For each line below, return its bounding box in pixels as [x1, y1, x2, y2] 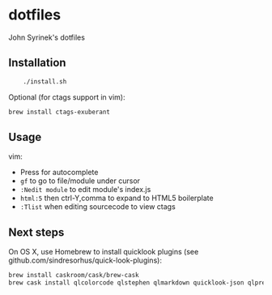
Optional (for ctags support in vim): [8, 92, 125, 102]
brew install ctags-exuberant [8, 108, 111, 116]
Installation [8, 56, 66, 70]
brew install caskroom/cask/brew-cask [8, 271, 139, 280]
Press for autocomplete [19, 168, 99, 177]
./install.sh [23, 77, 67, 86]
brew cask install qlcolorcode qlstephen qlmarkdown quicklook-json [8, 279, 244, 287]
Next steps [8, 225, 65, 239]
